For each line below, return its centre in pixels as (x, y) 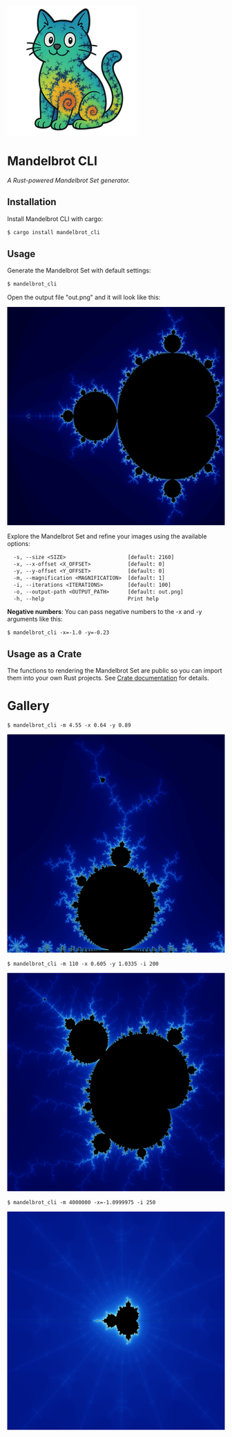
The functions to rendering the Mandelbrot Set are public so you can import (115, 671)
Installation (32, 202)
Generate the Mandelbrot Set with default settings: (79, 271)
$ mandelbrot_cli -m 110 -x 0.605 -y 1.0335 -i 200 (83, 964)
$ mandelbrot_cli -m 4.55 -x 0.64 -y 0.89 (69, 725)
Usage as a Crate (45, 654)
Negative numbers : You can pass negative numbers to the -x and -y (105, 612)
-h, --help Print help (86, 599)
